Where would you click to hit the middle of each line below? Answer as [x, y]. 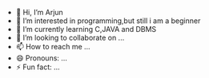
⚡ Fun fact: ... [38, 67]
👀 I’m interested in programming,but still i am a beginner [108, 21]
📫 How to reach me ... [53, 47]
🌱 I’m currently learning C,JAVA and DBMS [86, 29]
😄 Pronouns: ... [42, 58]
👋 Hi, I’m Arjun [40, 12]
